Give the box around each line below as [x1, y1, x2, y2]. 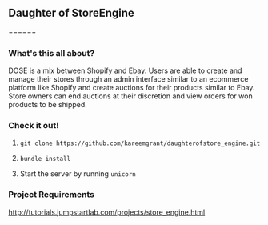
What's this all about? [8, 47, 95, 58]
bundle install [19, 155, 71, 163]
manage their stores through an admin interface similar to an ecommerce [8, 74, 249, 84]
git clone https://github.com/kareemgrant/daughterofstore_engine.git [19, 139, 261, 147]
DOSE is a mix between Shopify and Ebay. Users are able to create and [8, 66, 242, 75]
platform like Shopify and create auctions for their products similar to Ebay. [8, 83, 255, 93]
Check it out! [8, 120, 60, 131]
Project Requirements [8, 189, 94, 200]
